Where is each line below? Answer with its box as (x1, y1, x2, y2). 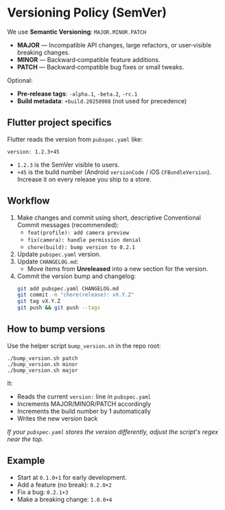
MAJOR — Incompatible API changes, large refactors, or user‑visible (16, 41, 211, 49)
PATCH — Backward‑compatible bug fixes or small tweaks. (16, 63, 185, 71)
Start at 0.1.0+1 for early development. (16, 473, 127, 481)
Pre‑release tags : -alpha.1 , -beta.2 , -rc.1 (16, 89, 138, 98)
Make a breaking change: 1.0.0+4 (16, 495, 113, 503)
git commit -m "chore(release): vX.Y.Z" (16, 291, 134, 299)
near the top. (7, 435, 44, 443)
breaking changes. (16, 48, 71, 56)
